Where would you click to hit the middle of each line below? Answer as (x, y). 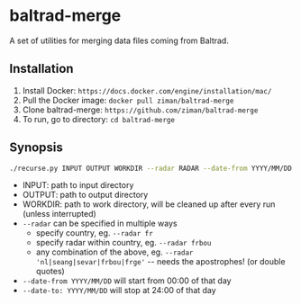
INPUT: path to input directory (78, 185)
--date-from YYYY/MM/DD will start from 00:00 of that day (127, 281)
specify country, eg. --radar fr (94, 233)
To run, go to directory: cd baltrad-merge (99, 119)
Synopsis (36, 148)
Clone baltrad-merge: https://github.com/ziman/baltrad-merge (140, 110)
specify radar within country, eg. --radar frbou (123, 243)
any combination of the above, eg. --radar (114, 252)
